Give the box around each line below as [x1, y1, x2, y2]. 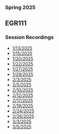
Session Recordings [5, 34, 54, 41]
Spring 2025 [5, 4, 36, 11]
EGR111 [5, 19, 27, 28]
